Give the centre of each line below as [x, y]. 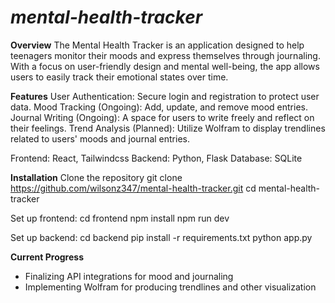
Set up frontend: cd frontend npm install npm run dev [120, 218]
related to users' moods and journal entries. [100, 138]
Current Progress [47, 257]
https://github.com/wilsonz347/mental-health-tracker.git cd [133, 188]
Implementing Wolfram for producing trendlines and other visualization [170, 287]
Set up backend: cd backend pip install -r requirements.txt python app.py [161, 237]
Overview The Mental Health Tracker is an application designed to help [157, 45]
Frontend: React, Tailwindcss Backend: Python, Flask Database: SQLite [156, 158]
